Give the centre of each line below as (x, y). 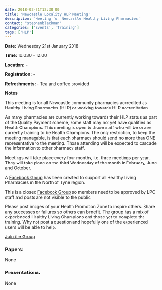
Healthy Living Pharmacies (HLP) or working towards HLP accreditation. (77, 108)
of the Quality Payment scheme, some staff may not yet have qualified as (78, 122)
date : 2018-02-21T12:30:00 (32, 9)
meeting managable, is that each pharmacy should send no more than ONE (80, 138)
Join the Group (20, 237)
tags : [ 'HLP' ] (19, 32)
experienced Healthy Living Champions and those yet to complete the (75, 217)
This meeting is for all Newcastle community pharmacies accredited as (76, 102)
